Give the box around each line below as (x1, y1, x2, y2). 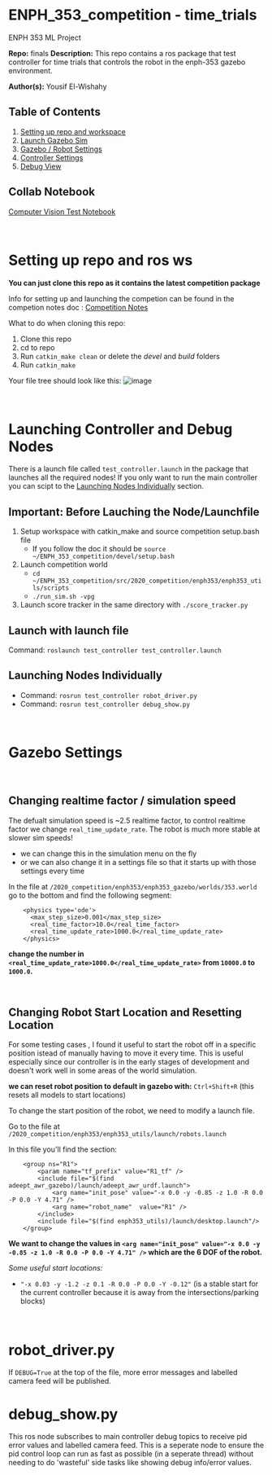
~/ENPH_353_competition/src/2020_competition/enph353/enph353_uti (32, 577, 262, 586)
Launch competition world (19, 560, 108, 569)
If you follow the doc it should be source (32, 544, 166, 554)
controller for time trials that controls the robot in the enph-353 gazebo (8, 57, 246, 67)
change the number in (8, 949, 84, 959)
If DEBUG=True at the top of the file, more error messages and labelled (8, 1367, 238, 1377)
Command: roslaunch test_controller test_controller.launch (8, 645, 222, 655)
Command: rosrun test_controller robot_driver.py (19, 690, 197, 700)
